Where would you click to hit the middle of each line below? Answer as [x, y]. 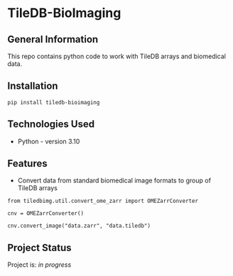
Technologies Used [51, 125]
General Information [53, 39]
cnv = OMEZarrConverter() [45, 214]
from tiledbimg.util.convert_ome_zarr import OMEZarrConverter [103, 201]
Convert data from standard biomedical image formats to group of [114, 181]
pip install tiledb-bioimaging [54, 102]
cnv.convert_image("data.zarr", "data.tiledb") [79, 226]
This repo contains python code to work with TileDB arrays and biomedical [116, 56]
